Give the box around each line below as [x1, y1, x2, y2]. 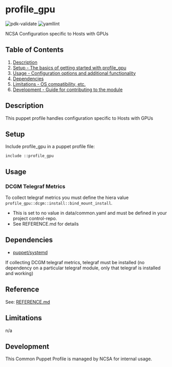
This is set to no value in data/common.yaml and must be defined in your [12, 210, 167, 216]
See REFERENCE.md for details [12, 221, 79, 227]
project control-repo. [12, 215, 58, 222]
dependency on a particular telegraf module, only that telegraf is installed [5, 265, 161, 271]
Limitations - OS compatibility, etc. [12, 81, 86, 87]
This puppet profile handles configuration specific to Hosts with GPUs [5, 115, 154, 121]
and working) [5, 270, 33, 276]
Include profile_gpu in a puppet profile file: [5, 143, 95, 150]
